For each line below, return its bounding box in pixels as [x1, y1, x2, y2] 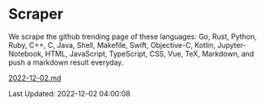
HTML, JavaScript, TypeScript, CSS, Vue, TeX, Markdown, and [45, 49, 254, 58]
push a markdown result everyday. [8, 57, 124, 67]
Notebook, [8, 49, 44, 58]
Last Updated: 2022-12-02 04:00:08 [8, 88, 131, 98]
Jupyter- [217, 40, 246, 49]
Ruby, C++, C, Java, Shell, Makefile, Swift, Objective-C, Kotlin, [8, 40, 216, 49]
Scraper [8, 5, 63, 23]
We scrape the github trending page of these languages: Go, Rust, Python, [8, 32, 258, 41]
